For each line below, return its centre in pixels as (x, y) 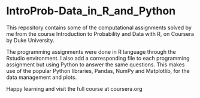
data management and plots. (41, 77)
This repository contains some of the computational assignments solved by (99, 27)
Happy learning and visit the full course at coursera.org (74, 88)
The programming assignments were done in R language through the (91, 51)
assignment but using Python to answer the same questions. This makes (96, 65)
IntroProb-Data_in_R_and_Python (91, 11)
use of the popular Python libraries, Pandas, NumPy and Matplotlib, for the (98, 71)
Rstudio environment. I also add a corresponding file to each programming (98, 58)
